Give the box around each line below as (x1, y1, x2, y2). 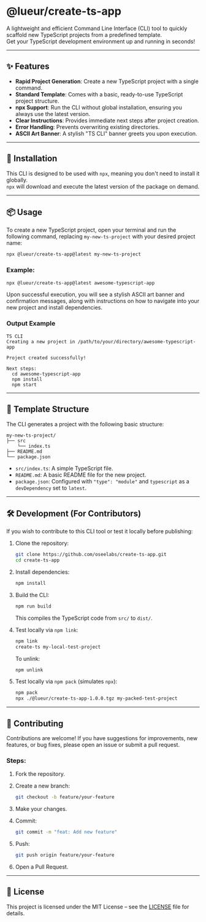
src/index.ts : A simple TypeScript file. (15, 464, 113, 472)
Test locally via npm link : (15, 626, 78, 633)
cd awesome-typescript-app (12, 370, 81, 377)
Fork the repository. (15, 770, 66, 778)
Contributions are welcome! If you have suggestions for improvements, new (6, 735, 198, 742)
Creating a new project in (6, 338, 75, 345)
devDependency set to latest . (15, 484, 87, 491)
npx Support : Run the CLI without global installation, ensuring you (15, 103, 182, 111)
